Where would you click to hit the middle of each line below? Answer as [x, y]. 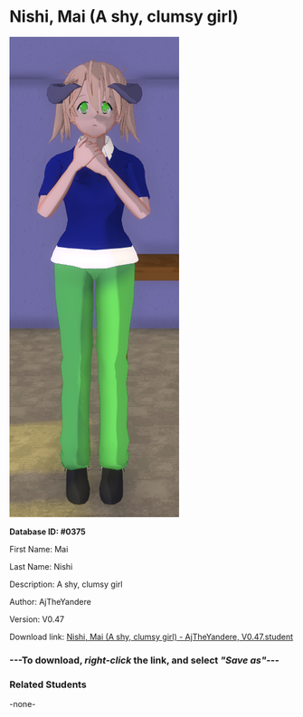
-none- [23, 704]
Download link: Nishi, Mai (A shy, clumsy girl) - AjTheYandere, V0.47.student [151, 637]
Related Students [48, 684]
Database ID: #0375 [47, 532]
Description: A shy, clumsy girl [66, 584]
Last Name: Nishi [41, 566]
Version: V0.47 [37, 619]
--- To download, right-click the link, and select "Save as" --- [145, 660]
